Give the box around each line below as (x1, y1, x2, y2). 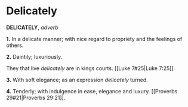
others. (6, 42, 24, 49)
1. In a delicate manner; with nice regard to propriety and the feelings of (6, 35, 183, 42)
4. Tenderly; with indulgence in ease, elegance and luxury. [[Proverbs (6, 87, 178, 95)
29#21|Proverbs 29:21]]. (6, 94, 66, 101)
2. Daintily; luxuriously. (6, 53, 63, 60)
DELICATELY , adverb (6, 24, 58, 31)
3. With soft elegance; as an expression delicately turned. (6, 76, 148, 83)
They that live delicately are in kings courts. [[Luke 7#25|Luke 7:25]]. (6, 64, 175, 72)
